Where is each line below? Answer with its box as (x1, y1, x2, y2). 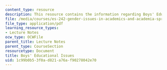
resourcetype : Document (5, 48, 55, 53)
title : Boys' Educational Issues (5, 53, 75, 58)
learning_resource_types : (5, 26, 59, 31)
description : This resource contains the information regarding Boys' (5, 12, 155, 17)
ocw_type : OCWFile (5, 35, 43, 40)
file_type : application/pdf (5, 21, 64, 26)
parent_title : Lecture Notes (5, 39, 66, 44)
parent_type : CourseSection (5, 44, 64, 49)
